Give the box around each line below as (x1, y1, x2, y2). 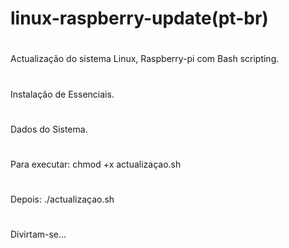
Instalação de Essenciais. (10, 88, 115, 100)
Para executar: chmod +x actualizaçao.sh (10, 158, 182, 170)
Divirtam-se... (10, 228, 67, 241)
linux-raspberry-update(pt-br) (10, 7, 269, 30)
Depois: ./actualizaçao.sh (10, 193, 115, 206)
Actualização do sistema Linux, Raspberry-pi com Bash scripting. (10, 53, 280, 65)
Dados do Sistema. (10, 123, 88, 135)
